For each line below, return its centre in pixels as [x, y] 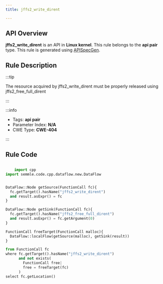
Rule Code [22, 155]
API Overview [27, 34]
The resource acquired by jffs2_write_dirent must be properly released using [82, 86]
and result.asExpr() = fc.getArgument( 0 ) [52, 219]
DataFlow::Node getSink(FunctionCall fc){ [49, 209]
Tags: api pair [26, 120]
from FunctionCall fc [27, 250]
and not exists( [35, 259]
